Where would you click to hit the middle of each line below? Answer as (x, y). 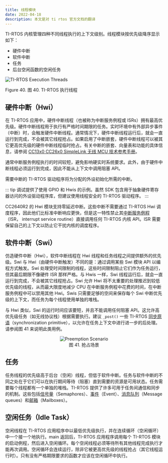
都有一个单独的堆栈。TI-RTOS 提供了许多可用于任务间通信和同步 (93, 387)
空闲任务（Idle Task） (39, 418)
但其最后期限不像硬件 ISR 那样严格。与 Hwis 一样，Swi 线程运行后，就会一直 (84, 274)
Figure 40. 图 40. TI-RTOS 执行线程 (41, 90)
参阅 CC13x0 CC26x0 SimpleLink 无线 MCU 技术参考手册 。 (79, 152)
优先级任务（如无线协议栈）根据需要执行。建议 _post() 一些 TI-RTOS (76, 316)
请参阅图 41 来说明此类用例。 (35, 329)
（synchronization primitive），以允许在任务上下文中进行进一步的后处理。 (85, 323)
